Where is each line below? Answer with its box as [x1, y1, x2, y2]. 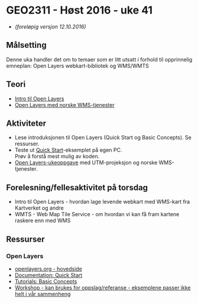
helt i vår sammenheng [14, 290, 71, 297]
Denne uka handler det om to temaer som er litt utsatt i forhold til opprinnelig [6, 56, 193, 63]
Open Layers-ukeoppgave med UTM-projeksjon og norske [14, 159, 158, 166]
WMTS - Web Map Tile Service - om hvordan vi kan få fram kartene [14, 211, 180, 218]
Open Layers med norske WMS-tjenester [14, 101, 115, 108]
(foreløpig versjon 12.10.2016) [14, 23, 86, 30]
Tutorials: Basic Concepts [14, 278, 77, 285]
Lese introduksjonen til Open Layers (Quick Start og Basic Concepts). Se [14, 134, 192, 141]
